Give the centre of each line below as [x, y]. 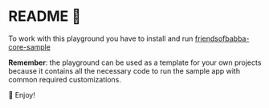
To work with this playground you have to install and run [101, 38]
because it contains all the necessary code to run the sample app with [124, 70]
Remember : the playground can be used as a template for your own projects [135, 62]
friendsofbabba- [222, 38]
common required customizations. [65, 79]
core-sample [29, 46]
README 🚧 [45, 16]
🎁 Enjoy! [22, 94]
